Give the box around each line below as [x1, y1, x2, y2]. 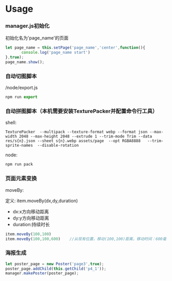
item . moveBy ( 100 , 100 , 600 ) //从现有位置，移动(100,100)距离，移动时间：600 [5, 236, 163, 242]
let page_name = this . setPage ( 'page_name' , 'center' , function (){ [5, 45, 145, 50]
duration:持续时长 [12, 221, 50, 227]
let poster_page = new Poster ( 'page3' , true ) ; [5, 261, 104, 267]
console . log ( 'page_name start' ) [21, 50, 91, 55]
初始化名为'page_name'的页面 [5, 35, 69, 41]
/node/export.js [5, 85, 38, 91]
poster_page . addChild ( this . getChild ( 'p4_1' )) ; [5, 266, 106, 271]
